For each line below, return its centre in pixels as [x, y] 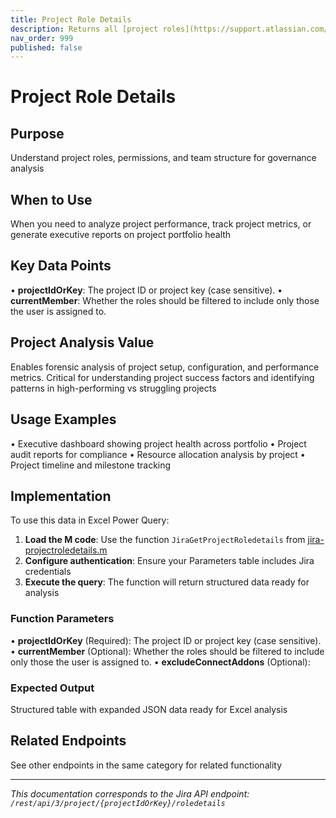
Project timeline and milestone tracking [91, 465]
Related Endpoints [68, 741]
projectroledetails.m [66, 550]
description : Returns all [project [84, 29]
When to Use [51, 199]
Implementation [61, 496]
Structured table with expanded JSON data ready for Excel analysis [149, 709]
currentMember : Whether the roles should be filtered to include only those [165, 300]
